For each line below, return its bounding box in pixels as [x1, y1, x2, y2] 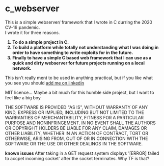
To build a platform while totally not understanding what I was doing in [12, 44, 159, 50]
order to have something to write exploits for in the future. [12, 50, 134, 55]
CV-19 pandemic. [5, 24, 40, 30]
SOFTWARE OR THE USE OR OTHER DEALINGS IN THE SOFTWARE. [5, 140, 143, 146]
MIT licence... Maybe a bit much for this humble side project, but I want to [5, 89, 155, 95]
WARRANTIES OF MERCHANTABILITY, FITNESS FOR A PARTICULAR [5, 114, 144, 120]
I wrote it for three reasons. [5, 29, 60, 35]
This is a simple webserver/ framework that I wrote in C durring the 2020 [5, 19, 153, 25]
